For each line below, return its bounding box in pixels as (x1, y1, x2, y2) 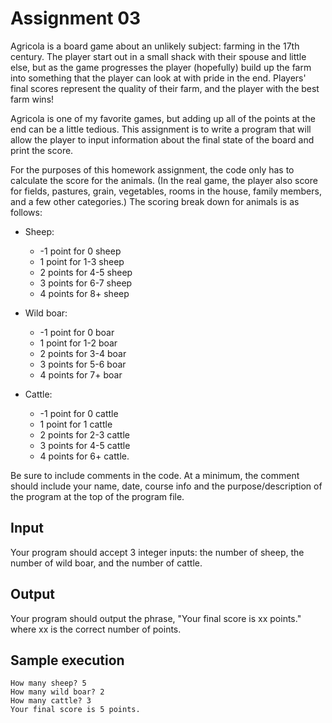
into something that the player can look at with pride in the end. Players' (10, 72, 307, 84)
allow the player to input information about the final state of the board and (10, 133, 315, 146)
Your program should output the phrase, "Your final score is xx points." (10, 612, 302, 624)
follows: (10, 206, 43, 218)
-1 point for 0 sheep (39, 245, 122, 257)
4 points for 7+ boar (39, 368, 123, 381)
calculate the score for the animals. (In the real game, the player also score (10, 174, 318, 186)
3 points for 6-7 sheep (39, 277, 133, 289)
